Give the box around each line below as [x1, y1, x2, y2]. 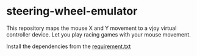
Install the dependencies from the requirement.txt [6, 43, 131, 50]
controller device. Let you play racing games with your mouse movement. [6, 30, 191, 38]
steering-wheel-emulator [6, 4, 138, 18]
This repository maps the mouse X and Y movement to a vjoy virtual [6, 24, 177, 32]
